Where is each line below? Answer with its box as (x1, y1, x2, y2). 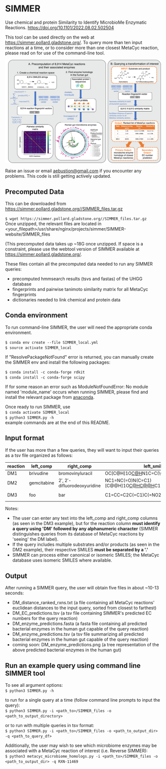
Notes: (5, 506, 19, 512)
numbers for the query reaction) (12, 616, 78, 622)
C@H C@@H (129, 482, 155, 488)
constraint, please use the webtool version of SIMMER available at (5, 246, 140, 252)
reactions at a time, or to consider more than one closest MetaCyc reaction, (5, 45, 159, 50)
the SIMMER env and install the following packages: (5, 359, 111, 365)
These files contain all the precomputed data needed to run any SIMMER (5, 261, 153, 267)
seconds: (5, 590, 24, 596)
